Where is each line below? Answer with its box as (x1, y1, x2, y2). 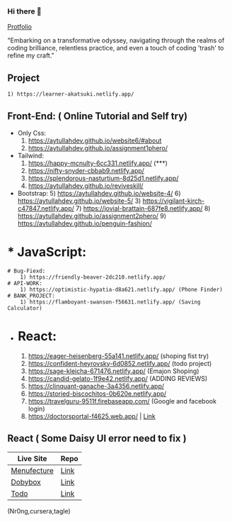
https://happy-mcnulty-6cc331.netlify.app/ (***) (28, 159, 168, 167)
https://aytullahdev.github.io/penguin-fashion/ (17, 219, 152, 228)
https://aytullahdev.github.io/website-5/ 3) (17, 196, 141, 205)
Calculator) (7, 304, 42, 311)
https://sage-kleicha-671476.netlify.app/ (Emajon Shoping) (28, 367, 199, 375)
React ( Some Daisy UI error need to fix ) (7, 433, 187, 445)
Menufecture (11, 465, 54, 475)
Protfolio (7, 23, 32, 31)
